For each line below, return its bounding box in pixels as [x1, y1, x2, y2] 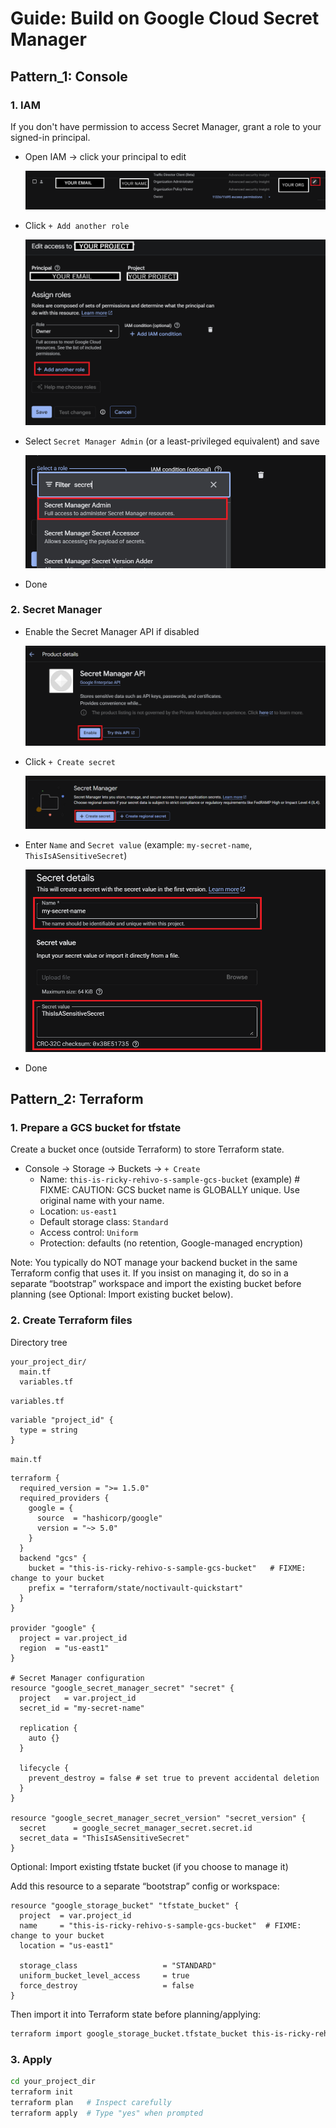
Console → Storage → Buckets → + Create [24, 1163, 201, 1175]
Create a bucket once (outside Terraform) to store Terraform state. [10, 1143, 285, 1156]
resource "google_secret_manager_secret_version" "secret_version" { [10, 1813, 307, 1823]
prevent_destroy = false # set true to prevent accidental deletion [28, 1773, 320, 1783]
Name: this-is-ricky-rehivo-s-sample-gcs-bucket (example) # [39, 1173, 301, 1186]
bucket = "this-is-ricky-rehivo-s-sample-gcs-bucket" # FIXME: [28, 1563, 307, 1573]
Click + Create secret [24, 755, 116, 767]
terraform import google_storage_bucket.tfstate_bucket [10, 2028, 248, 2039]
